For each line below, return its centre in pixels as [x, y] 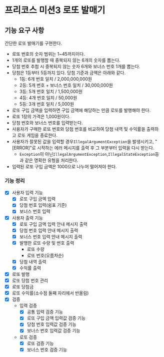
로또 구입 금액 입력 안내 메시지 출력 [53, 224]
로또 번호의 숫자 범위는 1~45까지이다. [48, 54]
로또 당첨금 [23, 287]
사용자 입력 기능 [27, 193]
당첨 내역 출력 [33, 261]
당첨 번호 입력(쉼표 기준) [43, 205]
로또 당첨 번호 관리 [30, 280]
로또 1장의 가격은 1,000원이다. [41, 116]
